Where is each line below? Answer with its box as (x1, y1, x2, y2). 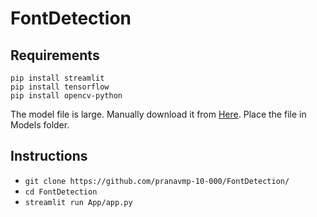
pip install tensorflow (10, 82, 110, 92)
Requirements (10, 47, 100, 64)
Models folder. (10, 119, 70, 131)
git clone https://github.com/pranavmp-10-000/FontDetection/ (24, 176, 290, 186)
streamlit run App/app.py (24, 197, 133, 207)
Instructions (10, 148, 88, 165)
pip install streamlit (10, 73, 105, 83)
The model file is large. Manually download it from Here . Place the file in (10, 108, 307, 120)
